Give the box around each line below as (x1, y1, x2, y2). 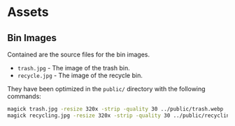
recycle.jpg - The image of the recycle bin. (17, 71, 143, 79)
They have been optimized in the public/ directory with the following (7, 85, 206, 93)
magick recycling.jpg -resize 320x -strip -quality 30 (7, 112, 171, 119)
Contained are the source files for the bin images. (7, 50, 150, 58)
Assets (7, 4, 49, 20)
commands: (7, 92, 42, 100)
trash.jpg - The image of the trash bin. (17, 64, 131, 72)
